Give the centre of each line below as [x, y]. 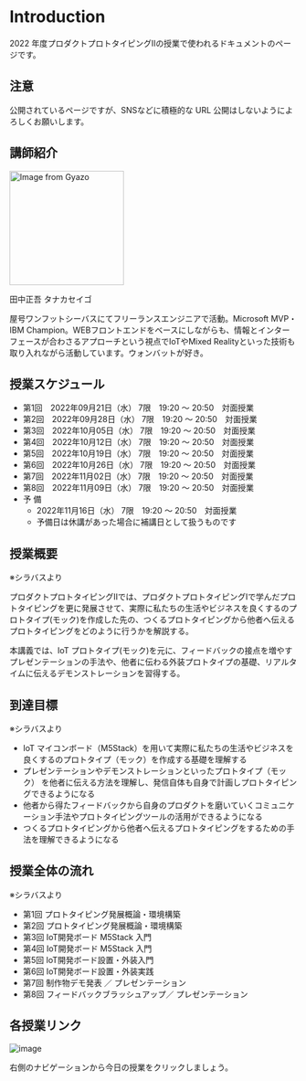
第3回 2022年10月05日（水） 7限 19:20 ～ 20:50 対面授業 [139, 430]
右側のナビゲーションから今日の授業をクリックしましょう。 [121, 1067]
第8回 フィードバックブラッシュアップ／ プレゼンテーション [135, 994]
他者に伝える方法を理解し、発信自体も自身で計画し [145, 782]
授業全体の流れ [52, 871]
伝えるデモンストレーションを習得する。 [109, 673]
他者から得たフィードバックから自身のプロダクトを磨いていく [139, 805]
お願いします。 [61, 122]
